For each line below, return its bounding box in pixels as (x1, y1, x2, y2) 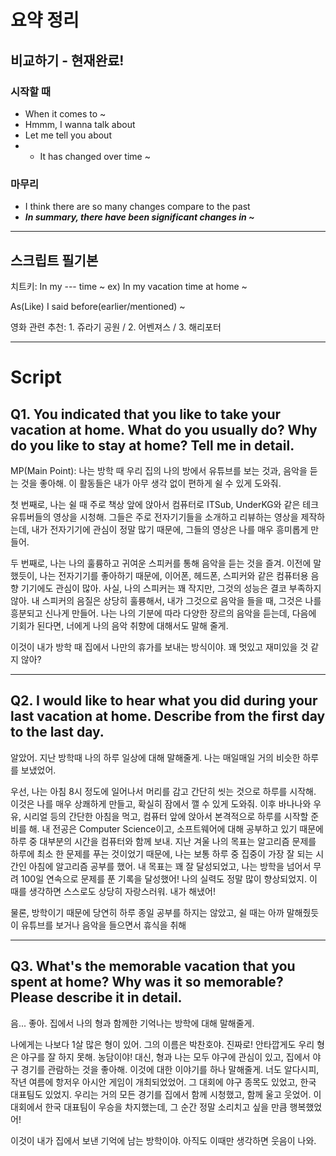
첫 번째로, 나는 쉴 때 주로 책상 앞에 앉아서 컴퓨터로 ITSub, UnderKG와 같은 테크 (10, 498, 320, 510)
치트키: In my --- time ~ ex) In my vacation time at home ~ (10, 280, 248, 292)
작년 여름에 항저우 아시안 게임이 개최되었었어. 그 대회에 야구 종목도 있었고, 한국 (10, 1076, 317, 1088)
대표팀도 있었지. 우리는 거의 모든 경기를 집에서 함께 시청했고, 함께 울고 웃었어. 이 (10, 1088, 322, 1100)
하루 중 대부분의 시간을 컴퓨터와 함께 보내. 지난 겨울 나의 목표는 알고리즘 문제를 (10, 835, 317, 847)
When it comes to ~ (24, 107, 107, 120)
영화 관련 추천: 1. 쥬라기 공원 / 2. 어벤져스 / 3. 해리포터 (10, 321, 222, 333)
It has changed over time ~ (39, 150, 151, 162)
